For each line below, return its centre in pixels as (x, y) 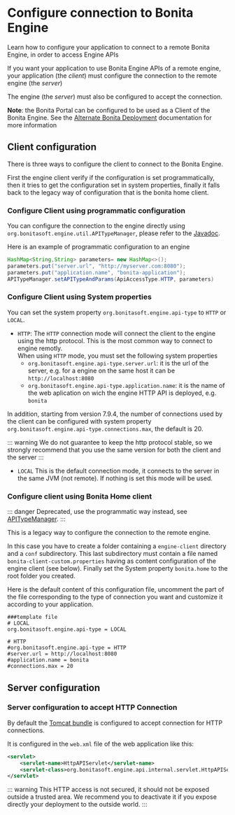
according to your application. (50, 604)
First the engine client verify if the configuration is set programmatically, (111, 177)
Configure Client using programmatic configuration (96, 210)
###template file (33, 618)
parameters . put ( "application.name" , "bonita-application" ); (97, 272)
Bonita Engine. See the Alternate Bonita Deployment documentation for (109, 118)
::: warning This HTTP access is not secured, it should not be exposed (108, 790)
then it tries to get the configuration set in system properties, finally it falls (114, 185)
